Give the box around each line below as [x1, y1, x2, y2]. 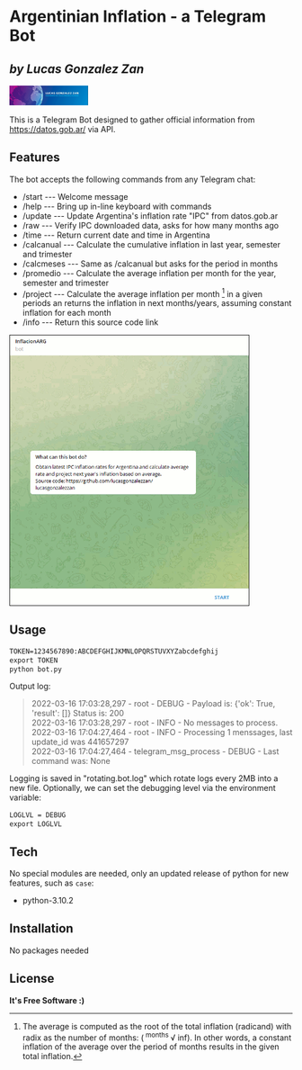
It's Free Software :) [9, 994, 85, 1005]
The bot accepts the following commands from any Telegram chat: [9, 174, 256, 184]
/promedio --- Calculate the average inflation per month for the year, [22, 267, 277, 278]
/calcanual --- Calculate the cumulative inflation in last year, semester [22, 238, 281, 249]
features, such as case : [9, 877, 94, 888]
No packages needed [9, 945, 89, 956]
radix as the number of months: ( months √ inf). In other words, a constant [22, 1030, 292, 1043]
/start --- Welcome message [22, 191, 129, 202]
